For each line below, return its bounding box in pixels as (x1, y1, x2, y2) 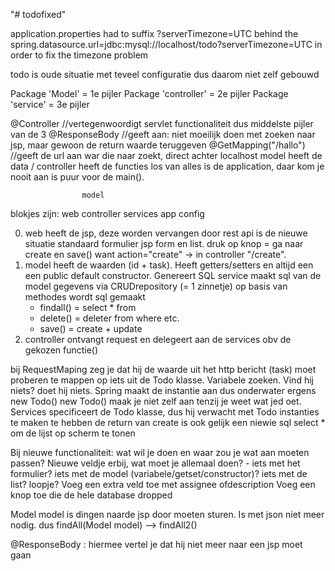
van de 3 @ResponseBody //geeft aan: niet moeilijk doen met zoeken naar (10, 129, 316, 140)
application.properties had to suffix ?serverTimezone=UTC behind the (10, 28, 299, 39)
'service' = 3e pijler (10, 99, 90, 110)
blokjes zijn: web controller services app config (10, 208, 205, 219)
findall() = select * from (39, 302, 137, 313)
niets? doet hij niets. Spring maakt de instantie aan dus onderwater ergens (10, 385, 317, 396)
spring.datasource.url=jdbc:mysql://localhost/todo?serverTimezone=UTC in (10, 39, 323, 50)
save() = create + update (39, 323, 143, 334)
